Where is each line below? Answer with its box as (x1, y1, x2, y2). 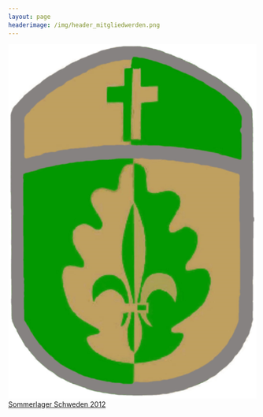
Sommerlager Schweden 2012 (8, 400, 106, 409)
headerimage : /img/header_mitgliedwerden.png (8, 20, 160, 29)
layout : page (8, 13, 51, 20)
